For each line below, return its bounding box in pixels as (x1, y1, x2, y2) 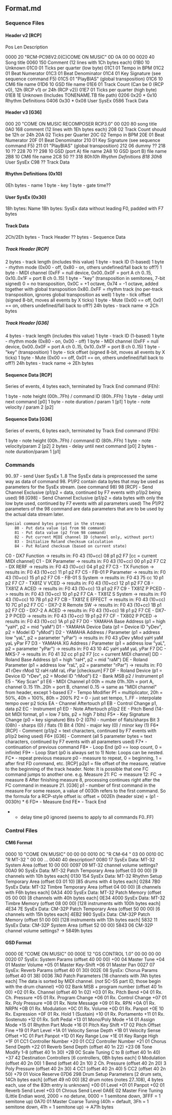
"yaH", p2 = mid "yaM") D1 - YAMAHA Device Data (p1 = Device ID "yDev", (5, 624, 162, 630)
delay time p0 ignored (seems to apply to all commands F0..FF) (20, 814, 154, 820)
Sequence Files (5, 20, 45, 27)
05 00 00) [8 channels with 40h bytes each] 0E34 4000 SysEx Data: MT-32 (5, 895, 165, 901)
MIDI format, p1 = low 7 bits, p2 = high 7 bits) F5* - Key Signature (12, 711, 150, 717)
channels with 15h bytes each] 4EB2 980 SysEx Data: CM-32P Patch (5, 911, 150, 917)
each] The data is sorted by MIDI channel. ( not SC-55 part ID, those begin (5, 978, 161, 984)
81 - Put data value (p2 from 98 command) (14, 530, 106, 535)
